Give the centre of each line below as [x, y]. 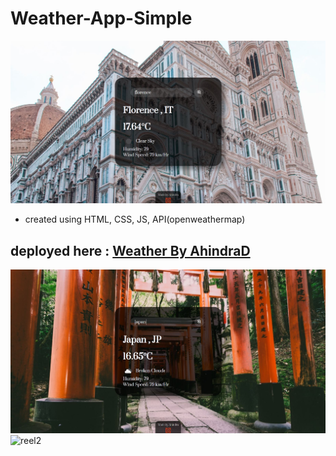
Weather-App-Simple [101, 18]
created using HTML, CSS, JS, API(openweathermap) [135, 219]
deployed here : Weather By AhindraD [130, 250]
